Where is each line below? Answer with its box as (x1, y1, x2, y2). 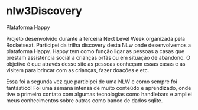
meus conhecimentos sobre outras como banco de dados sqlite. (6, 96, 163, 104)
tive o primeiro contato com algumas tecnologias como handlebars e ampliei (6, 90, 192, 98)
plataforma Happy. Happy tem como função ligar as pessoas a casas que (6, 47, 185, 54)
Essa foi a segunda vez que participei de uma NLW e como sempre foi (6, 78, 177, 85)
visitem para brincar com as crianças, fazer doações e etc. (6, 66, 150, 73)
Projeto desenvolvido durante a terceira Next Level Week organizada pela (6, 35, 185, 42)
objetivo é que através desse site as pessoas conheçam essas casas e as (6, 60, 186, 67)
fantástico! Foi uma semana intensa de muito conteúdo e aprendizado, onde (6, 84, 191, 91)
